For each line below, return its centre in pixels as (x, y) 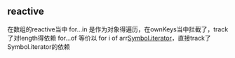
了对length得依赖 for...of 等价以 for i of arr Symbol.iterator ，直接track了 (109, 38)
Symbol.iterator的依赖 (39, 46)
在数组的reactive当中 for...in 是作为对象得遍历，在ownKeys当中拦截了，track (118, 29)
